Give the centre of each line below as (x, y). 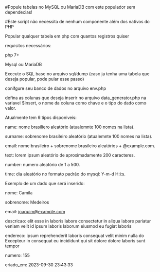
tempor (12, 246)
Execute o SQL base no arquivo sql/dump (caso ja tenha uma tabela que (77, 74)
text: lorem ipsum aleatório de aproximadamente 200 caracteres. (70, 155)
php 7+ (12, 55)
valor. (10, 108)
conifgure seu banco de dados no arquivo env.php (55, 88)
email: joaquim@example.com (35, 212)
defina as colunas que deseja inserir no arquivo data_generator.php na (76, 98)
